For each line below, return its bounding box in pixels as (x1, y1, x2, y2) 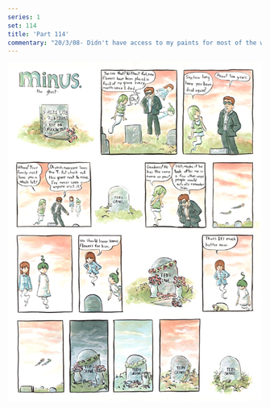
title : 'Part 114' (7, 30, 69, 38)
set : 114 (7, 21, 37, 30)
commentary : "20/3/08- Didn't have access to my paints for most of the (7, 39, 257, 47)
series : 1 (7, 13, 41, 21)
